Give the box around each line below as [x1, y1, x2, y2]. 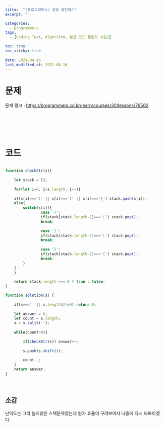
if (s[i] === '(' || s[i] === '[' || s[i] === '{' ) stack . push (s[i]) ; [14, 196, 148, 201]
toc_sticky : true [5, 48, 41, 53]
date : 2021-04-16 [5, 58, 41, 63]
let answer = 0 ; [14, 311, 48, 316]
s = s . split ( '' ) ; [14, 321, 50, 326]
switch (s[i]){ [23, 205, 52, 210]
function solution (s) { [5, 293, 55, 298]
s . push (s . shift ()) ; [23, 348, 63, 353]
